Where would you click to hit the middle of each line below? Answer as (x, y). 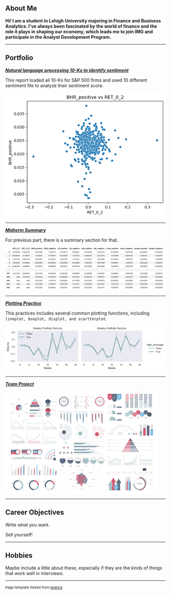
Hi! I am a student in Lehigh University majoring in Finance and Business (83, 20)
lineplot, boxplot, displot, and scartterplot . (56, 319)
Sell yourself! (19, 534)
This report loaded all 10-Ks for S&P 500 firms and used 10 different (76, 80)
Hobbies (19, 555)
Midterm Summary (26, 230)
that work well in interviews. (35, 573)
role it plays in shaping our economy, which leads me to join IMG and (79, 31)
